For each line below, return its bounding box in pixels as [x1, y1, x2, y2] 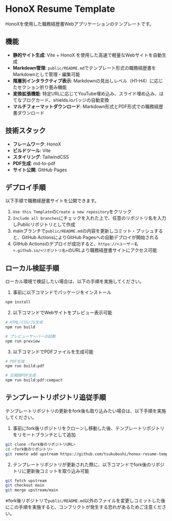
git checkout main [5, 483, 45, 488]
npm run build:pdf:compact [5, 378, 63, 383]
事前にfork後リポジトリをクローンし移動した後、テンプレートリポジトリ [12, 425, 165, 431]
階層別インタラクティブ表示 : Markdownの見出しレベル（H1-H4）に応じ [12, 78, 163, 84]
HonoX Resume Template [5, 3, 115, 15]
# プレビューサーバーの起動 [5, 334, 56, 339]
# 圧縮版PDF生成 [5, 373, 36, 378]
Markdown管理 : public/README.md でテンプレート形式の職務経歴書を [12, 65, 156, 71]
